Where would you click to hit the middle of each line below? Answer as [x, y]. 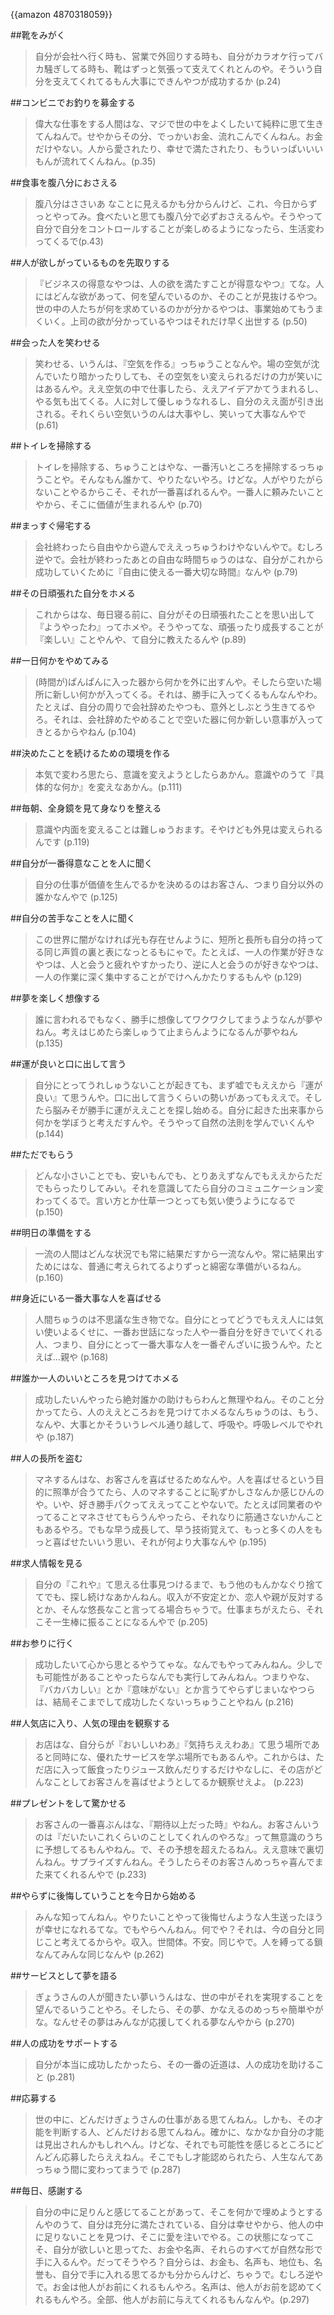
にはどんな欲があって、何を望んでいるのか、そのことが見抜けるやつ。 [178, 296]
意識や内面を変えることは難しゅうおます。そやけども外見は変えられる [178, 829]
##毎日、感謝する [46, 2190]
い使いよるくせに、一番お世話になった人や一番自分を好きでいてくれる [178, 1332]
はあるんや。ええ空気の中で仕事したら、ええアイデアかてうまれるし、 [179, 388]
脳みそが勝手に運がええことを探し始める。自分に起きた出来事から [188, 1110]
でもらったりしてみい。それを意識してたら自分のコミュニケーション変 [179, 1188]
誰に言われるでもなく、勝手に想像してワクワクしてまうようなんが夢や [178, 1019]
